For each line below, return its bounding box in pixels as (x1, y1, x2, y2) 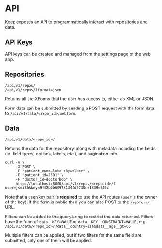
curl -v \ (5, 160, 25, 165)
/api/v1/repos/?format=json (5, 87, 62, 92)
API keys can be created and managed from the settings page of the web (5, 51, 151, 57)
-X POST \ (15, 164, 36, 170)
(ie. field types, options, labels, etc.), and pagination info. (5, 151, 118, 156)
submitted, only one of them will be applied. (5, 238, 92, 244)
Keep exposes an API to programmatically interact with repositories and (5, 19, 148, 25)
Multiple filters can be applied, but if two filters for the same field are (5, 232, 142, 238)
